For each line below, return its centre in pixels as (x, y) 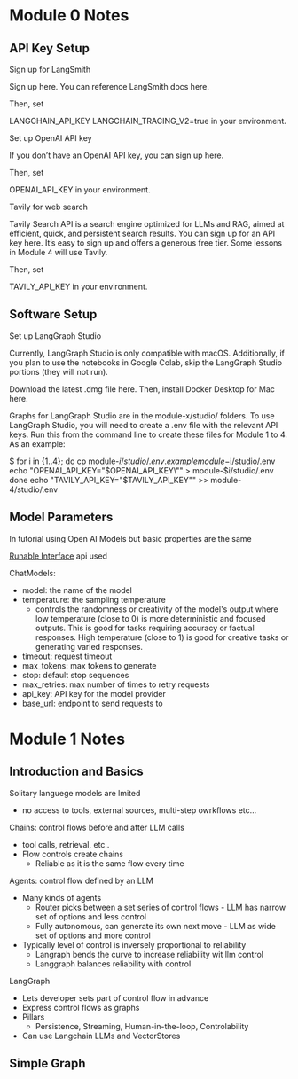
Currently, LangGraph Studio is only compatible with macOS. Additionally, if (147, 353)
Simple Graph (47, 1063)
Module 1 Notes (67, 739)
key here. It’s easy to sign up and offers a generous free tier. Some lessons (145, 243)
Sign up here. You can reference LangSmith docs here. (110, 86)
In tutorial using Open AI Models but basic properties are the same (130, 538)
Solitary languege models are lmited (75, 793)
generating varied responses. (89, 646)
